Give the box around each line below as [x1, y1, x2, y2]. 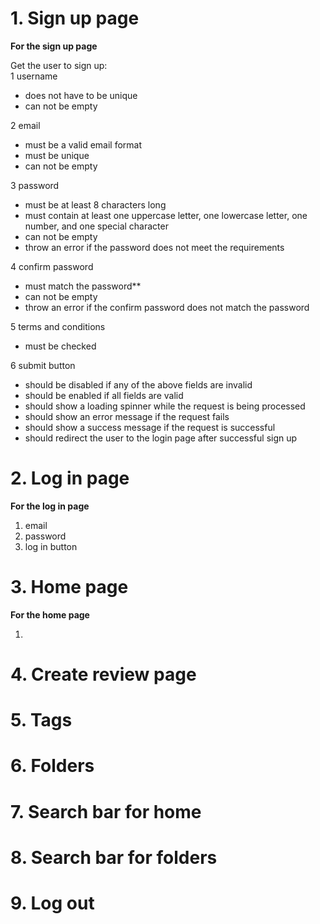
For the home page [10, 608, 90, 621]
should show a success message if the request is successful [24, 421, 276, 433]
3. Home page [10, 576, 129, 599]
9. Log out [10, 892, 95, 914]
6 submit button [10, 359, 76, 371]
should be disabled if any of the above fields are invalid [24, 378, 253, 391]
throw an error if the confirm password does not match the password [24, 301, 310, 313]
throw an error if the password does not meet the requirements [24, 241, 285, 253]
